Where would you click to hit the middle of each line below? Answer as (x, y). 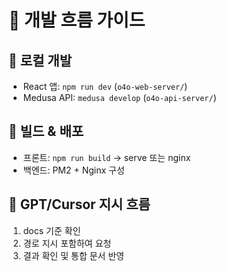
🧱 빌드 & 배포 (46, 131)
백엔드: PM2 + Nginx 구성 (73, 170)
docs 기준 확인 (51, 230)
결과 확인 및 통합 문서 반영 (73, 255)
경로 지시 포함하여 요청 (67, 243)
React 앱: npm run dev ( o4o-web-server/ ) (105, 86)
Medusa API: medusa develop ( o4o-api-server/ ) (119, 97)
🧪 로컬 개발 (40, 60)
